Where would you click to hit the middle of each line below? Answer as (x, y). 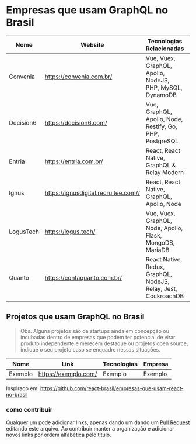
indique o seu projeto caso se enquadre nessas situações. (90, 349)
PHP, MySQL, (164, 87)
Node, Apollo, (164, 228)
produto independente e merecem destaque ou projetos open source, (104, 343)
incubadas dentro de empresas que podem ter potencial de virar (98, 337)
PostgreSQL (162, 141)
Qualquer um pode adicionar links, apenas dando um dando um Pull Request (98, 422)
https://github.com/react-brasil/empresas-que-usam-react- (112, 388)
